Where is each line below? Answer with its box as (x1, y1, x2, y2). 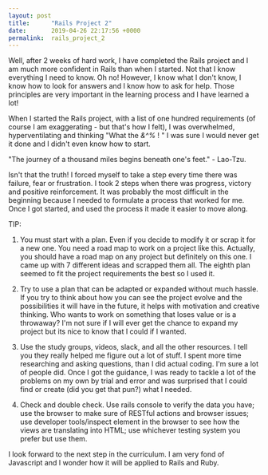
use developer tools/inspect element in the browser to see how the (19, 417, 240, 427)
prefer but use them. (19, 434, 88, 444)
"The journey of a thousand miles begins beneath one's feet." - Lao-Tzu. (8, 155, 246, 164)
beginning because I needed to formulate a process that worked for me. (8, 196, 245, 205)
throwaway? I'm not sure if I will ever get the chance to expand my (19, 319, 238, 328)
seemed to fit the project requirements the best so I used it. (19, 269, 215, 279)
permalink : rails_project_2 (8, 34, 105, 42)
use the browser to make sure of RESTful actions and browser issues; (19, 409, 250, 418)
